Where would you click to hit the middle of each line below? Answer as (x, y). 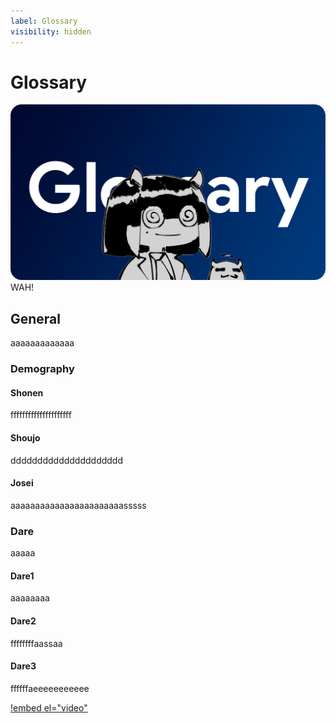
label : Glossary (44, 21)
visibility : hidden (51, 31)
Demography (42, 369)
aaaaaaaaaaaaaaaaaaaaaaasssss (78, 505)
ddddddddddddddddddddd (67, 460)
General (36, 318)
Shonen (27, 392)
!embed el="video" (49, 707)
